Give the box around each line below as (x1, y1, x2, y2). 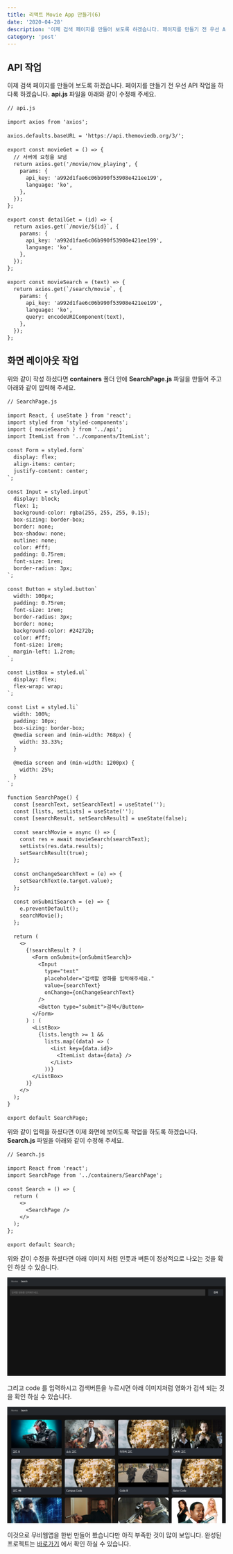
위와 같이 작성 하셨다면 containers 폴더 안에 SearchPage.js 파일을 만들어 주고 (7, 374, 222, 383)
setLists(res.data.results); (19, 843, 104, 850)
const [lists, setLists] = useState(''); (13, 808, 135, 815)
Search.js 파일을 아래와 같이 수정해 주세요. (7, 1136, 124, 1144)
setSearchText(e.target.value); (19, 877, 113, 884)
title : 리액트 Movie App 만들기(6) (7, 11, 101, 18)
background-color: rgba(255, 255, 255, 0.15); (13, 509, 150, 516)
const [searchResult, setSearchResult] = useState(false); (13, 815, 188, 822)
